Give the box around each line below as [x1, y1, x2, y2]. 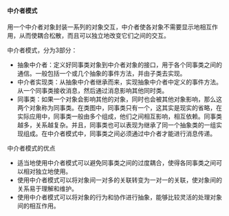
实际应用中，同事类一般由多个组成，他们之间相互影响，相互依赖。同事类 [17, 112, 222, 120]
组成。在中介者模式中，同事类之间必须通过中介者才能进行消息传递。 [23, 129, 217, 138]
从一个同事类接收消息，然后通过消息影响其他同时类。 [17, 87, 168, 95]
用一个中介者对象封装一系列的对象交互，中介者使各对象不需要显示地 [7, 23, 200, 31]
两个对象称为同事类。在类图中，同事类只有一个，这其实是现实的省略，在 [17, 104, 222, 112]
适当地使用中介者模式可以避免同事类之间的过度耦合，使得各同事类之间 [17, 159, 217, 167]
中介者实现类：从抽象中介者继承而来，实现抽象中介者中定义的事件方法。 [17, 78, 222, 86]
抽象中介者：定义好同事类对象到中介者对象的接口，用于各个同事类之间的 [17, 61, 222, 69]
